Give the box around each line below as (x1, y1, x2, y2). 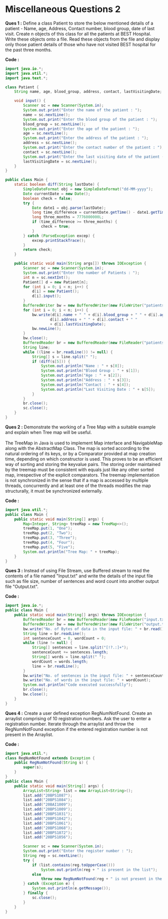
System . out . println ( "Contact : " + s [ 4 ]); (40, 382, 131, 387)
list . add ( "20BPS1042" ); (23, 816, 72, 821)
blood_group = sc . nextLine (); (23, 121, 86, 126)
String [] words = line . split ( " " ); (31, 655, 106, 660)
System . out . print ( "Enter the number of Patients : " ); (23, 270, 140, 275)
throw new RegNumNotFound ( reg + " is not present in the (40, 876, 162, 881)
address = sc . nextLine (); (23, 140, 77, 145)
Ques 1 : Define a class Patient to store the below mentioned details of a (5, 20, 153, 26)
